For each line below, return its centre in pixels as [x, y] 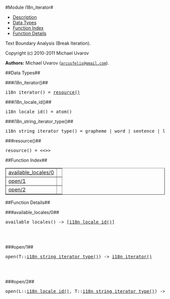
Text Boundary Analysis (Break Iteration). [48, 43]
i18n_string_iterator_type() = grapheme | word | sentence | [83, 131]
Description [25, 17]
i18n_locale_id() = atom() [39, 112]
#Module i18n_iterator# [29, 7]
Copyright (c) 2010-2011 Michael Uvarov [47, 53]
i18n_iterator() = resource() [43, 92]
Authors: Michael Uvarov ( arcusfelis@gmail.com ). [57, 63]
